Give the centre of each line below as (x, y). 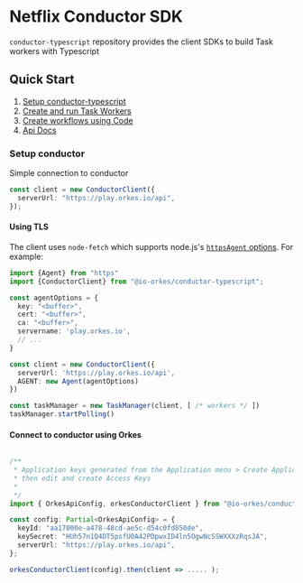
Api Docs (39, 130)
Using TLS (29, 227)
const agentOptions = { (54, 298)
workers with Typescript (54, 51)
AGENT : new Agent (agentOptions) (78, 381)
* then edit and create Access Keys (82, 478)
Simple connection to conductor (69, 173)
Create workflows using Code (78, 120)
